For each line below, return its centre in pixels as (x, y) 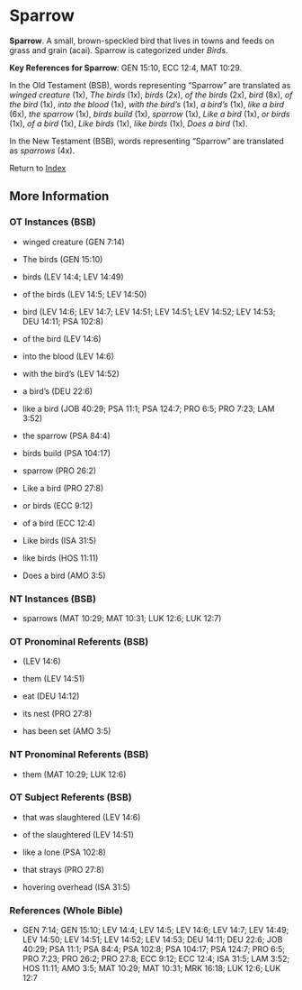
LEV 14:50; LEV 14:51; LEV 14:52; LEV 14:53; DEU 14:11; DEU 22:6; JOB (152, 940)
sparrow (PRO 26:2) (59, 471)
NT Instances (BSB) (53, 599)
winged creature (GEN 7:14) (74, 242)
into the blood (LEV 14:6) (68, 356)
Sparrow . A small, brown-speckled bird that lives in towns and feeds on (142, 41)
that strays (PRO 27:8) (63, 869)
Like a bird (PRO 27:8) (63, 488)
